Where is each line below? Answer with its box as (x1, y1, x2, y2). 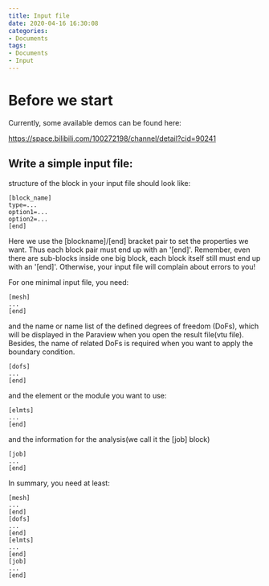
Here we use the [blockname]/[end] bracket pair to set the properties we (8, 236, 249, 246)
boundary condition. (8, 347, 75, 357)
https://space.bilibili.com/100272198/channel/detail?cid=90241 (8, 134, 217, 143)
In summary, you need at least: (8, 478, 110, 488)
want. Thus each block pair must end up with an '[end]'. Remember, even (8, 245, 251, 254)
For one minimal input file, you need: (8, 277, 129, 287)
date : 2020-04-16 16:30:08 (8, 19, 99, 27)
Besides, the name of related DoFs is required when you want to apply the (8, 338, 254, 348)
